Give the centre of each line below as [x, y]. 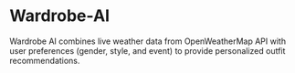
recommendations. [45, 60]
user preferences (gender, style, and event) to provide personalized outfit [147, 50]
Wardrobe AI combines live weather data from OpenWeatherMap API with [147, 41]
